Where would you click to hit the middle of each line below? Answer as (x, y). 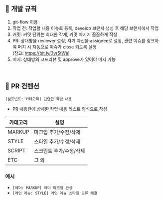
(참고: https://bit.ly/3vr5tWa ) (41, 53)
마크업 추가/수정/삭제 (57, 132)
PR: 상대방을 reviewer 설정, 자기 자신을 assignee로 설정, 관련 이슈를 (79, 40)
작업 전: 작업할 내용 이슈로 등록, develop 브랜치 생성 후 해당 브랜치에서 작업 (85, 28)
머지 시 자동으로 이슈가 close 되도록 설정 (57, 47)
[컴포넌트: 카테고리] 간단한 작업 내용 (39, 99)
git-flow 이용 (25, 22)
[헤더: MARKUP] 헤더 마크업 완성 (42, 188)
